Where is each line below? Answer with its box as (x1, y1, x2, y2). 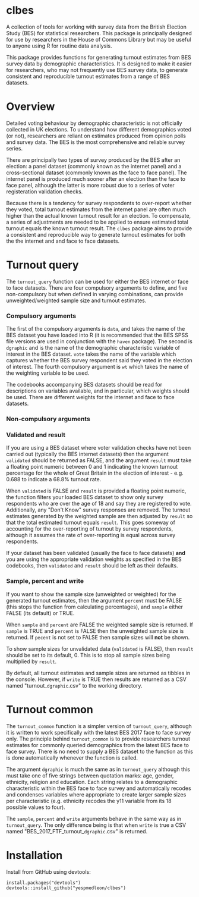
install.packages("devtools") (6, 880, 81, 886)
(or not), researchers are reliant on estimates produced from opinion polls (6, 132, 186, 139)
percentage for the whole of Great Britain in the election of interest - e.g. (6, 469, 184, 476)
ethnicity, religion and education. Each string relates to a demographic (6, 778, 178, 785)
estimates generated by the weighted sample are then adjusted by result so (6, 513, 193, 520)
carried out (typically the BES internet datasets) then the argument (6, 450, 169, 458)
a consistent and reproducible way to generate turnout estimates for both (6, 231, 186, 238)
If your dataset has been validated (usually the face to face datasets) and (6, 550, 186, 557)
